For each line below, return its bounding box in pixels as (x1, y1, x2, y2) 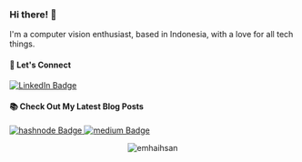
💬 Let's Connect (9, 59, 71, 70)
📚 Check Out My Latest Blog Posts (9, 101, 144, 112)
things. (9, 38, 35, 49)
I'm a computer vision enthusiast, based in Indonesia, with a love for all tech (9, 29, 294, 40)
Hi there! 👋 (9, 8, 57, 21)
